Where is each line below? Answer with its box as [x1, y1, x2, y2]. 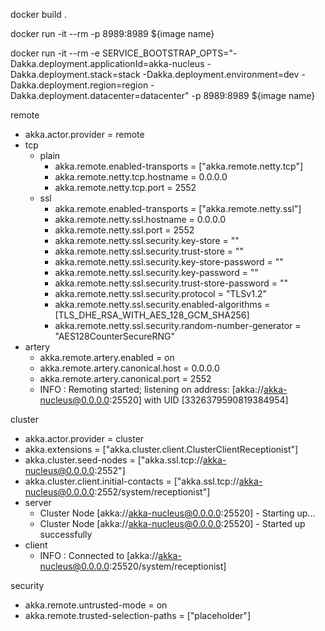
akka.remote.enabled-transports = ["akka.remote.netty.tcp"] [54, 160, 304, 172]
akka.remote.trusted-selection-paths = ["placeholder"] [24, 610, 251, 621]
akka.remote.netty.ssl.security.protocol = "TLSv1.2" [54, 288, 268, 299]
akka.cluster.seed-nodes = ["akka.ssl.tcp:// [24, 454, 203, 466]
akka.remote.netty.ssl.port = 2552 [54, 224, 195, 236]
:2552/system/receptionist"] [94, 486, 211, 498]
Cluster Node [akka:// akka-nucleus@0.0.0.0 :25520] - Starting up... [39, 507, 316, 519]
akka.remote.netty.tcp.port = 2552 [54, 182, 197, 193]
